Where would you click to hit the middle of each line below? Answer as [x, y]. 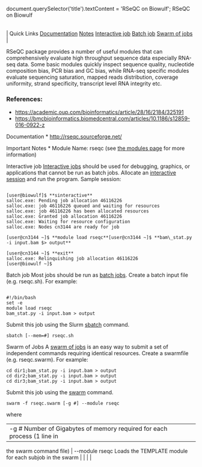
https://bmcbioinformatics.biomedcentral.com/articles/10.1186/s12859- [103, 119]
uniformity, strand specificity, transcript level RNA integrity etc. [84, 83]
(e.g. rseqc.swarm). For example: [47, 360]
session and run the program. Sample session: [64, 179]
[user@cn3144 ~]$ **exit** [40, 253]
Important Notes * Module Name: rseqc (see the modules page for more [96, 148]
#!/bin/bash [21, 298]
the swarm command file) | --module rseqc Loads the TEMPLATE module [97, 451]
